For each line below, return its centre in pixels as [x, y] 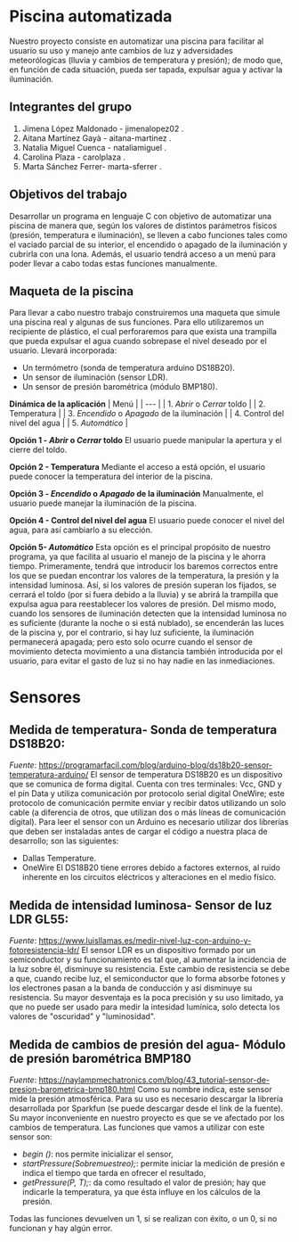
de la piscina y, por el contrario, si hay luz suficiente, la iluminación [132, 633]
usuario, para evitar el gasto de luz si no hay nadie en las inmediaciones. [142, 661]
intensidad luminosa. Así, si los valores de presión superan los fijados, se [143, 585]
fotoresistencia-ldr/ [44, 950]
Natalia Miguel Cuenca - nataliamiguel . [94, 147]
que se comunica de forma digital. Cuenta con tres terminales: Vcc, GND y [145, 784]
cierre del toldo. [38, 450]
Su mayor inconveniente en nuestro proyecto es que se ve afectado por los [147, 1118]
